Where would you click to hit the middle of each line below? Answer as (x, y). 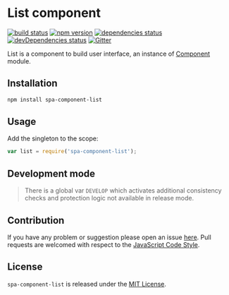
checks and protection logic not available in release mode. (109, 198)
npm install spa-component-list (55, 100)
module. (19, 61)
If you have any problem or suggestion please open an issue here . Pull (109, 237)
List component (54, 13)
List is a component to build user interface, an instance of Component (109, 54)
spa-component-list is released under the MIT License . (87, 284)
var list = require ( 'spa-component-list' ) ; (72, 152)
